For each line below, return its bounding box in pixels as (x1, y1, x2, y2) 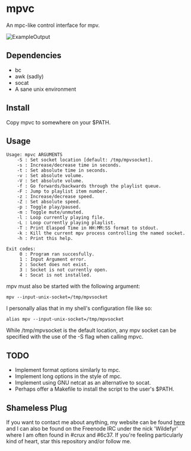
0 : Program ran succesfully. (19, 251, 95, 257)
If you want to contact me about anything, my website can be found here (6, 419, 185, 426)
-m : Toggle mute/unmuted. (17, 209, 84, 215)
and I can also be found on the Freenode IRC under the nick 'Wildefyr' (6, 425, 178, 432)
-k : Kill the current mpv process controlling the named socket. (17, 230, 186, 236)
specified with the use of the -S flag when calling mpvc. (6, 333, 144, 340)
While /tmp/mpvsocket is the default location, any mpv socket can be (6, 327, 177, 334)
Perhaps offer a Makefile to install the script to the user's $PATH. (14, 385, 174, 393)
